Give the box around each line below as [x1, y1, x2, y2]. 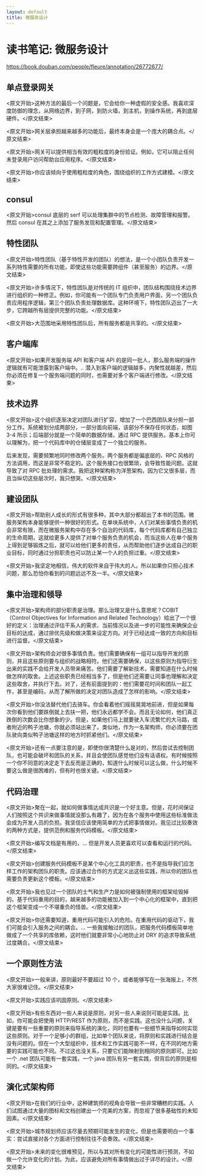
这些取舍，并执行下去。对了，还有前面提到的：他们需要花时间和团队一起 [6, 680, 187, 688]
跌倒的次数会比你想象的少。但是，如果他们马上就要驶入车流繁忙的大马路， [6, 716, 192, 724]
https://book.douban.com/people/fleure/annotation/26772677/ [6, 63, 163, 71]
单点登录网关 [6, 82, 55, 92]
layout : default [6, 9, 47, 15]
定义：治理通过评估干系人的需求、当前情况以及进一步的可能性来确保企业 [16, 621, 198, 629]
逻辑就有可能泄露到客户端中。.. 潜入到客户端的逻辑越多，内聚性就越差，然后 [6, 364, 197, 371]
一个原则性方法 [6, 958, 63, 969]
